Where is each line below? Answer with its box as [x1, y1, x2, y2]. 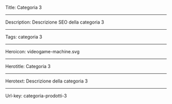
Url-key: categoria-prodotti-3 [5, 93, 67, 99]
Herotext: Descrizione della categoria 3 [5, 78, 88, 84]
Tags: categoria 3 [5, 34, 42, 40]
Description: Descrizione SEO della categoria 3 [5, 19, 104, 25]
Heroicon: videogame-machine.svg [5, 49, 80, 54]
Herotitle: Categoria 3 [5, 64, 51, 69]
